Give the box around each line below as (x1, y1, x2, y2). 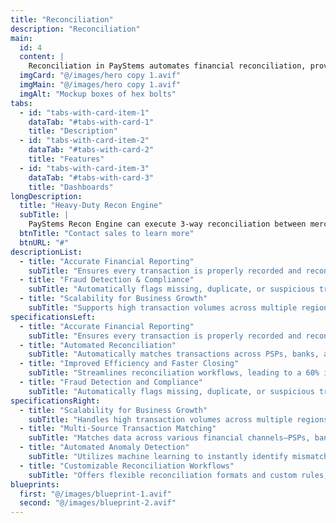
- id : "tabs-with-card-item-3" (19, 163, 150, 173)
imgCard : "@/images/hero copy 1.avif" (19, 71, 182, 81)
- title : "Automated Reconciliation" (19, 340, 177, 350)
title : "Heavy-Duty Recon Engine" (19, 201, 163, 211)
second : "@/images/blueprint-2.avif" (19, 498, 177, 508)
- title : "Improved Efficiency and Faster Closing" (19, 359, 240, 369)
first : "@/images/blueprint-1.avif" (19, 489, 172, 499)
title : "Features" (28, 154, 105, 164)
